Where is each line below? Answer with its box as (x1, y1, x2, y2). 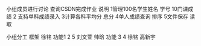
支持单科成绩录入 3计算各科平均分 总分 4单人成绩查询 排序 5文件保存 (18, 13, 189, 20)
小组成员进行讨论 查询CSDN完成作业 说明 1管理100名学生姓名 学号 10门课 (6, 5, 188, 12)
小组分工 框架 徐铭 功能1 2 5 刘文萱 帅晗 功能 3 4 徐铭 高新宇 (6, 33, 156, 41)
